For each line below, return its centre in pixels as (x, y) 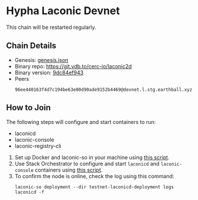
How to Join (29, 108)
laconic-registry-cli (38, 146)
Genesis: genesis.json (41, 60)
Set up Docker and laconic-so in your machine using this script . (92, 157)
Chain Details (31, 46)
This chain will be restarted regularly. (51, 27)
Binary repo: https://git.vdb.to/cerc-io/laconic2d (73, 66)
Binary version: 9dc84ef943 (49, 73)
